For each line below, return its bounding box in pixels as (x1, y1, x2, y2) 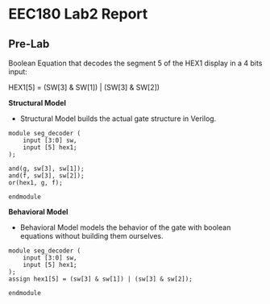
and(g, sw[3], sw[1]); (8, 164, 85, 173)
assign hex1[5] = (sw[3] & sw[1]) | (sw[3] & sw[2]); (8, 275, 193, 283)
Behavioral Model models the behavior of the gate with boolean (19, 223, 231, 232)
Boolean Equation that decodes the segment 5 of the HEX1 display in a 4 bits (8, 58, 263, 68)
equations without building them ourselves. (19, 231, 164, 240)
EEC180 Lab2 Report (8, 5, 148, 23)
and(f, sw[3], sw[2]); (8, 172, 85, 180)
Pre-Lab (8, 37, 50, 51)
